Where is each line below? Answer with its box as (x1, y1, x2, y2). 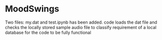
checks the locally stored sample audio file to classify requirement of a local (5, 24, 157, 30)
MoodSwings (5, 3, 59, 14)
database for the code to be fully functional (5, 29, 91, 35)
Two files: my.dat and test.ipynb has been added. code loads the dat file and (5, 19, 157, 25)
